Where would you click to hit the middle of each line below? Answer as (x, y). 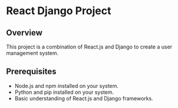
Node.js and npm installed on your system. (67, 86)
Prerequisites (31, 72)
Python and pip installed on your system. (64, 92)
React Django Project (59, 11)
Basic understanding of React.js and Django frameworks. (84, 98)
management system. (32, 53)
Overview (24, 33)
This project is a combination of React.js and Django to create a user (89, 47)
